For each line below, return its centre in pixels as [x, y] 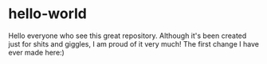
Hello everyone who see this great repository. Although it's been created [128, 36]
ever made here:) [37, 52]
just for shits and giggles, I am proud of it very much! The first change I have [133, 43]
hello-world [48, 14]
